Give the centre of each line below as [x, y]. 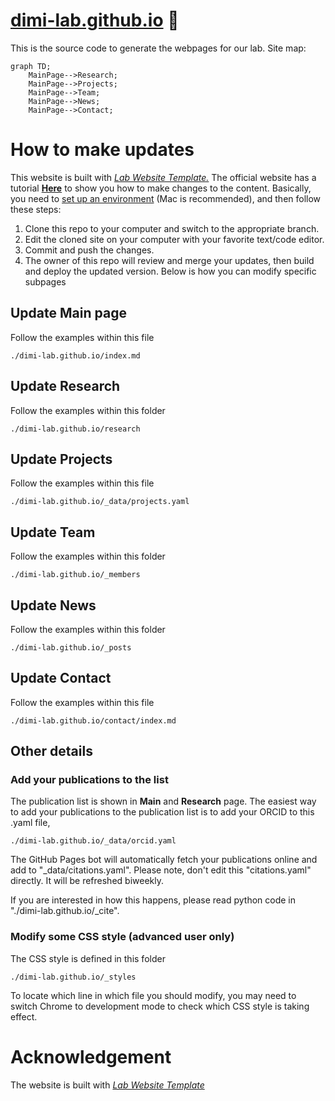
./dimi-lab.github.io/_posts [71, 647]
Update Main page [68, 313]
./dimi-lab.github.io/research [75, 429]
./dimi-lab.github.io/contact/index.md [93, 720]
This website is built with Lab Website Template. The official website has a [163, 177]
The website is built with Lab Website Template [107, 1085]
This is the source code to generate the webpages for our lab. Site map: [158, 48]
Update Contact [61, 678]
